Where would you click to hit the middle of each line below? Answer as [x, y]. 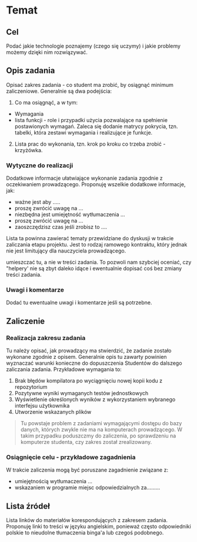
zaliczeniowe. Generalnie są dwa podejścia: [59, 91]
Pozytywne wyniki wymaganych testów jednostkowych [81, 393]
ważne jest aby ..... [37, 202]
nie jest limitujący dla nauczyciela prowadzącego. [66, 251]
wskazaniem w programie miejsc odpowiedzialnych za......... [87, 487]
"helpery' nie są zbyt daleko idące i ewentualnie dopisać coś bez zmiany [94, 268]
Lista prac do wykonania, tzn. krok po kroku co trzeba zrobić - [90, 144]
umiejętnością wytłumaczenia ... [54, 482]
